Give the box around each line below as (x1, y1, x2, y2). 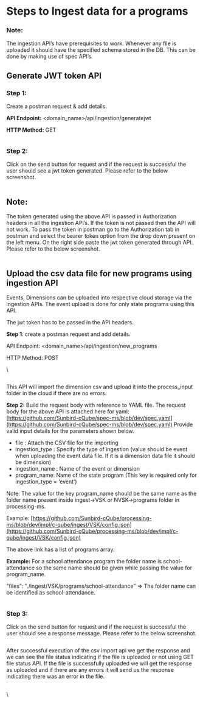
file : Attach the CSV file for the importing (15, 439, 119, 446)
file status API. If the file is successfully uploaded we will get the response (6, 660, 193, 667)
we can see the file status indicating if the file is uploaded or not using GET (6, 654, 194, 661)
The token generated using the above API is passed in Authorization (6, 213, 177, 220)
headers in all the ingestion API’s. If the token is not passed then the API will (6, 219, 196, 227)
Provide (173, 421, 193, 428)
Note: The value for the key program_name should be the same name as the (6, 490, 197, 498)
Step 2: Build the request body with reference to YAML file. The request (6, 401, 186, 409)
